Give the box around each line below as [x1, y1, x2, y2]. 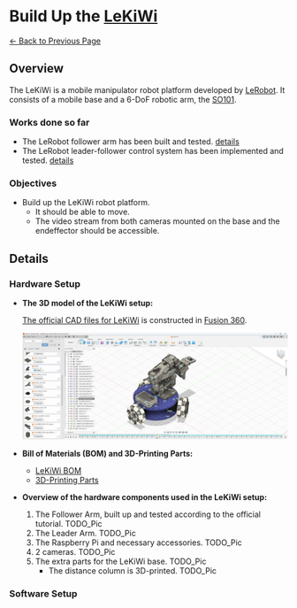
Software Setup [9, 588, 78, 600]
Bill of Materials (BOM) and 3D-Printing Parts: [21, 449, 193, 459]
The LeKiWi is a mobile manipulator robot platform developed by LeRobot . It [9, 84, 286, 95]
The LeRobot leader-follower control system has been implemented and [21, 146, 285, 157]
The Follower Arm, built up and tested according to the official [34, 509, 261, 519]
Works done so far [9, 116, 90, 128]
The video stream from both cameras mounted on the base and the [34, 216, 280, 227]
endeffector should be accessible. [34, 226, 160, 236]
